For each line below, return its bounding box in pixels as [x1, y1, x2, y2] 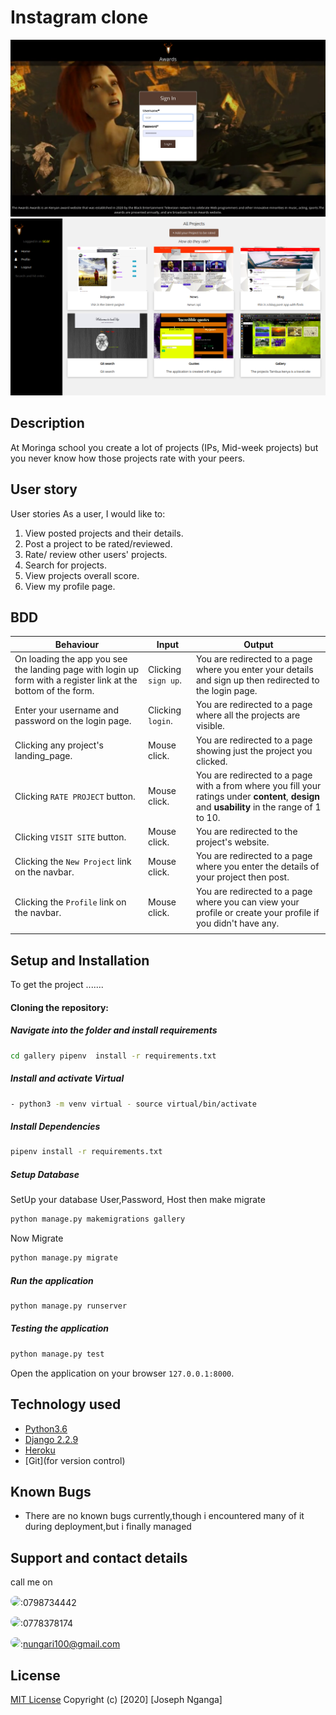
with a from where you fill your [195, 779, 322, 791]
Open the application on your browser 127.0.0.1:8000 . [10, 1367, 235, 1379]
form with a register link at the [14, 674, 138, 686]
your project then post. [195, 871, 290, 883]
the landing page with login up [14, 664, 140, 676]
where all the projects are [195, 709, 301, 721]
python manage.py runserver [10, 1301, 128, 1311]
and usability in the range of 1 [195, 801, 322, 813]
